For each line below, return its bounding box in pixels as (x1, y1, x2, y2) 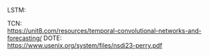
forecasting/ (7, 34, 42, 42)
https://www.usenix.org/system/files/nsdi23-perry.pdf (7, 41, 162, 49)
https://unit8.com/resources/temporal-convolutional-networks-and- (7, 27, 202, 35)
